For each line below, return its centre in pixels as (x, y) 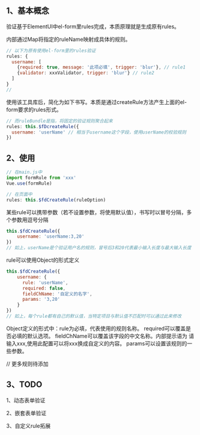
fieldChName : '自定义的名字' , (57, 294)
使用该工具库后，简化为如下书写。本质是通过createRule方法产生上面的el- (97, 102)
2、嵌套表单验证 (26, 413)
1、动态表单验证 (26, 400)
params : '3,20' (41, 300)
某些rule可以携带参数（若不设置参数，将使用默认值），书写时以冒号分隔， (97, 212)
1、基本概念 (28, 11)
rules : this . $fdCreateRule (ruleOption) (56, 200)
